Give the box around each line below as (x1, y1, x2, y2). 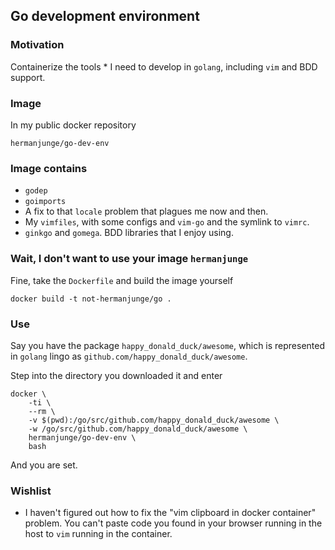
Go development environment (10, 8, 200, 25)
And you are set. (10, 459, 78, 471)
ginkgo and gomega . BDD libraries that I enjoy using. (24, 227, 234, 239)
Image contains (10, 161, 88, 175)
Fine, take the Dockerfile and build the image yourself (10, 274, 234, 286)
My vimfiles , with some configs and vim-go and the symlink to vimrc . (24, 216, 310, 228)
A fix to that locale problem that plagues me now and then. (24, 205, 269, 218)
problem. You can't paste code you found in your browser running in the (24, 517, 323, 529)
